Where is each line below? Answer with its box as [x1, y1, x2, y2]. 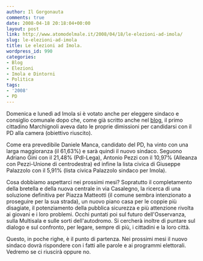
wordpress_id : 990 [6, 48, 53, 55]
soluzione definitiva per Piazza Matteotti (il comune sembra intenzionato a [6, 191, 191, 199]
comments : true [6, 15, 45, 21]
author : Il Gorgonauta [6, 8, 64, 15]
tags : [6, 82, 20, 88]
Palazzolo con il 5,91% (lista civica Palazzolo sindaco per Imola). [6, 167, 167, 174]
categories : [6, 54, 36, 60]
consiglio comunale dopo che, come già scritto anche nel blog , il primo [6, 116, 183, 124]
